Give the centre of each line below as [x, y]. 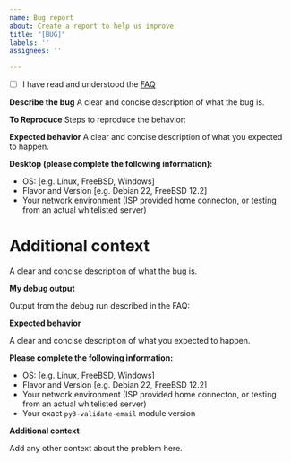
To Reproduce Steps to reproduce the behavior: [98, 120]
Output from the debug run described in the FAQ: [100, 306]
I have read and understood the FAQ [89, 84]
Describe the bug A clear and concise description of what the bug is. [137, 102]
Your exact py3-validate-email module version [109, 414]
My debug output [42, 289]
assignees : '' [36, 51]
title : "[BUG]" [38, 34]
